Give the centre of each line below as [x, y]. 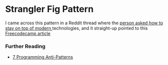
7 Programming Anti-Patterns [43, 57]
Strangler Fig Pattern [49, 9]
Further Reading [25, 46]
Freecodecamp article [28, 33]
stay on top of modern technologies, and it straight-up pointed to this [76, 28]
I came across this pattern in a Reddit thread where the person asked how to [84, 23]
